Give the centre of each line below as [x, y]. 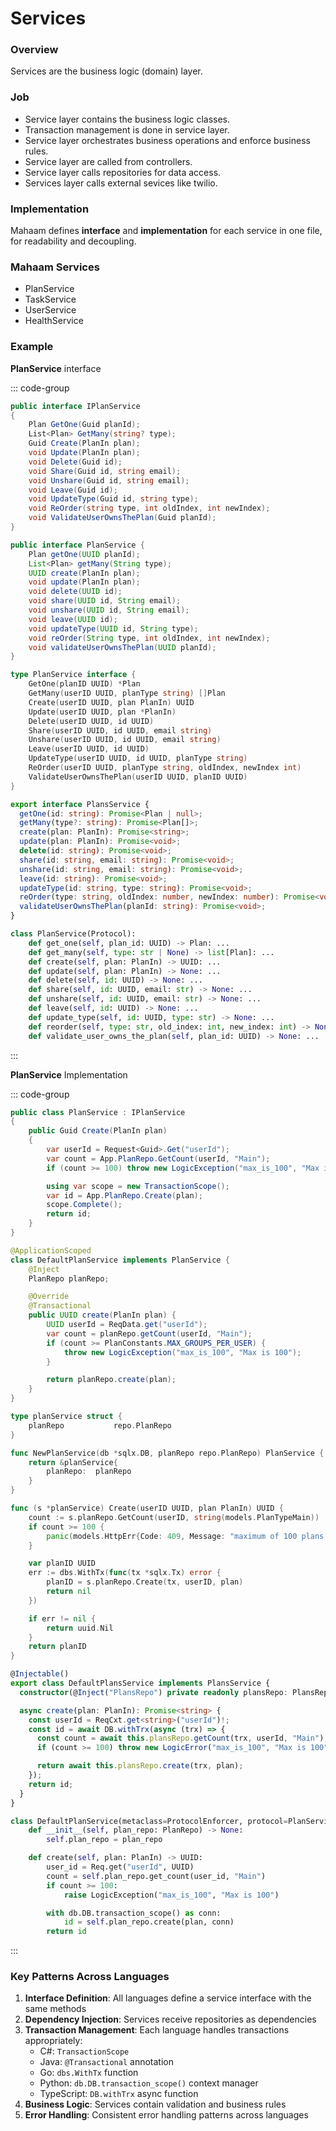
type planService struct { [66, 1417]
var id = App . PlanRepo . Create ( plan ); [124, 1195]
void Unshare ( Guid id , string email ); [109, 480]
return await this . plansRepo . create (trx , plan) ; [140, 1766]
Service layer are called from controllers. [108, 161]
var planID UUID [62, 1563]
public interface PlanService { [77, 545]
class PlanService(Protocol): [73, 934]
